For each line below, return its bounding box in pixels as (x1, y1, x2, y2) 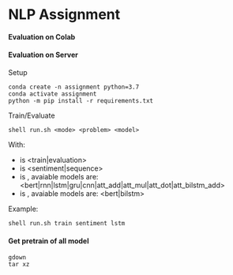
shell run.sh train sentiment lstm (8, 219, 126, 227)
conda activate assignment (8, 89, 97, 98)
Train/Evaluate (8, 111, 55, 120)
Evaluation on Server (8, 50, 79, 60)
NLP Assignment (8, 6, 121, 24)
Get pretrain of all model (8, 235, 89, 246)
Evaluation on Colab (8, 32, 76, 41)
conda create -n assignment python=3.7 (8, 83, 140, 91)
